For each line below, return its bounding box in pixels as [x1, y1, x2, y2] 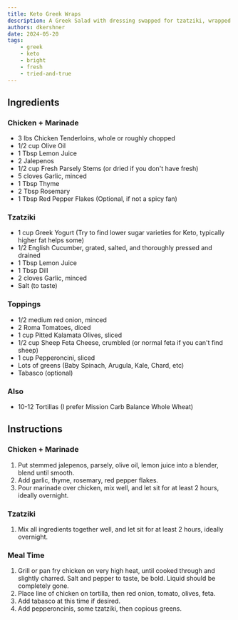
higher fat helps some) [17, 236, 84, 244]
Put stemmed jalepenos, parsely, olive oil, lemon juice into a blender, [17, 460, 219, 469]
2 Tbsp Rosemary [17, 187, 71, 196]
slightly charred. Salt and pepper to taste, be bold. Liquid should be [17, 574, 216, 583]
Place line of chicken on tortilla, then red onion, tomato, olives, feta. [17, 589, 216, 598]
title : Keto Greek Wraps [7, 10, 81, 18]
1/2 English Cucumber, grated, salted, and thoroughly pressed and [17, 244, 212, 252]
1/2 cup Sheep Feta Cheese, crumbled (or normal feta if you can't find [17, 338, 223, 346]
